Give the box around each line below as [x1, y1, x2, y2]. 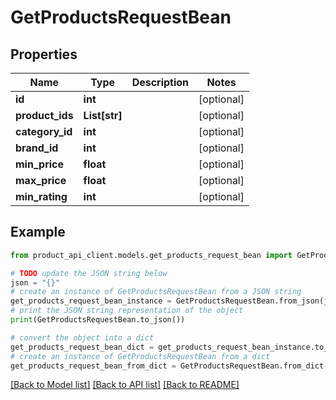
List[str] [83, 109, 123, 122]
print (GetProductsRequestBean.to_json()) [10, 315, 186, 325]
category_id [15, 125, 73, 138]
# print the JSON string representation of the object [10, 306, 244, 316]
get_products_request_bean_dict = [10, 342, 155, 352]
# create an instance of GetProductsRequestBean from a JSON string [10, 287, 302, 297]
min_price [15, 157, 65, 171]
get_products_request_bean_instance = [10, 296, 172, 306]
